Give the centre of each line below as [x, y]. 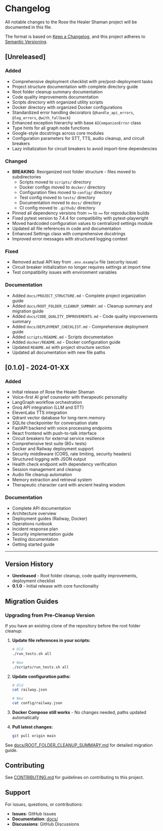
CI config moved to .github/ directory [57, 208]
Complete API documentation [41, 508]
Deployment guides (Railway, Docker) [49, 519]
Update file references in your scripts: [51, 640]
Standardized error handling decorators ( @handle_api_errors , [73, 112]
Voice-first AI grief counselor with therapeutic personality [70, 397]
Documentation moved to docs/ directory [60, 203]
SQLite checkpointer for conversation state [55, 423]
